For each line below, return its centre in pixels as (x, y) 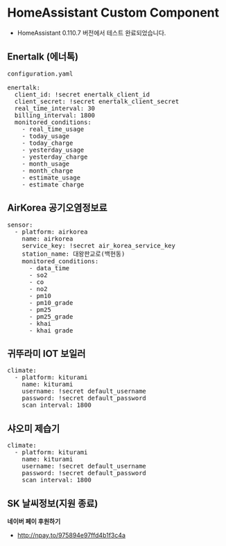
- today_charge (47, 143)
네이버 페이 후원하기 (34, 521)
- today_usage (46, 136)
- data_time (49, 268)
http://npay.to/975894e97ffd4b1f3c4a (71, 535)
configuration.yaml (40, 73)
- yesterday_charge (55, 157)
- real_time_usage (53, 129)
